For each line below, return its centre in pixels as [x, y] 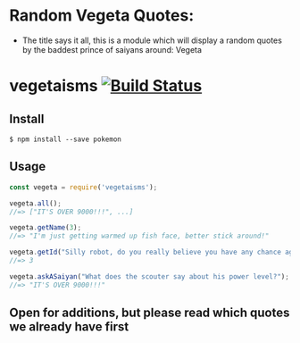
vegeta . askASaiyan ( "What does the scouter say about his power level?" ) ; [150, 276]
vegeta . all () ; [36, 203]
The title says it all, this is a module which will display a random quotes [152, 40]
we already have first [69, 327]
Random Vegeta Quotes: [102, 16]
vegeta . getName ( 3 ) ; [46, 228]
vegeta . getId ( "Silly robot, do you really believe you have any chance [145, 252]
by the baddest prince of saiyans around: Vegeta [112, 49]
